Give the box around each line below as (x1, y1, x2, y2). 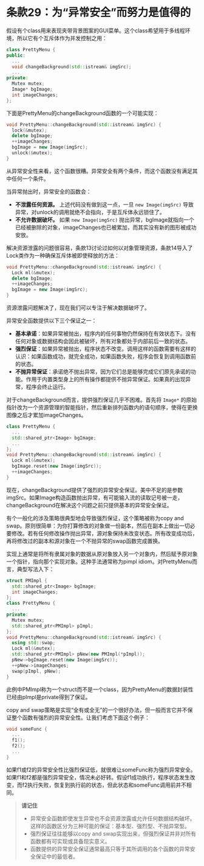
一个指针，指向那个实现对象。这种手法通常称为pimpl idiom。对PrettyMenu (6, 558, 192, 565)
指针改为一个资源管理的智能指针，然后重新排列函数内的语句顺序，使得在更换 (6, 404, 198, 411)
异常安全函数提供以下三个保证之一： (6, 317, 97, 325)
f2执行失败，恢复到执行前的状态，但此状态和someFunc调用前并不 (22, 781, 187, 789)
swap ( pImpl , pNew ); (12, 668, 61, 674)
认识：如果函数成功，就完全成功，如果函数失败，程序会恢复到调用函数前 (15, 353, 196, 360)
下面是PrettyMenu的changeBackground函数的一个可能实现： (6, 109, 159, 116)
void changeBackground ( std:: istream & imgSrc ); (12, 63, 132, 70)
